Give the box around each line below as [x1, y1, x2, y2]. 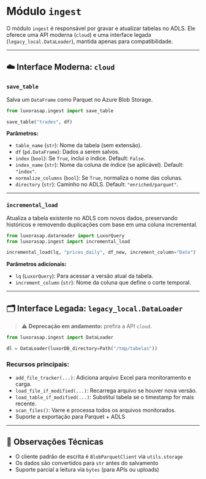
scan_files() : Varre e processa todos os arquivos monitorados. [15, 407, 176, 414]
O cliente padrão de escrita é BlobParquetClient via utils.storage [15, 453, 183, 460]
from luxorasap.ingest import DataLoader [6, 334, 114, 341]
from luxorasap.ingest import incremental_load [6, 238, 131, 245]
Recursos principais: [6, 360, 69, 369]
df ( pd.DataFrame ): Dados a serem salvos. [15, 148, 120, 156]
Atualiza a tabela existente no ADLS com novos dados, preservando [6, 214, 178, 221]
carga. [15, 380, 32, 388]
